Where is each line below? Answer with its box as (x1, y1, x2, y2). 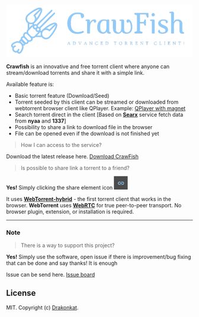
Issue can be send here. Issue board (6, 271, 95, 278)
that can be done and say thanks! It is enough (6, 260, 118, 267)
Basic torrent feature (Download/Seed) (14, 92, 110, 99)
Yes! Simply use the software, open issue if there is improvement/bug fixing (6, 254, 191, 261)
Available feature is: (6, 81, 54, 88)
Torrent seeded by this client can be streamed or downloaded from (14, 98, 179, 105)
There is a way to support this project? (20, 242, 115, 249)
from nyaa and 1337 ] (14, 117, 66, 124)
